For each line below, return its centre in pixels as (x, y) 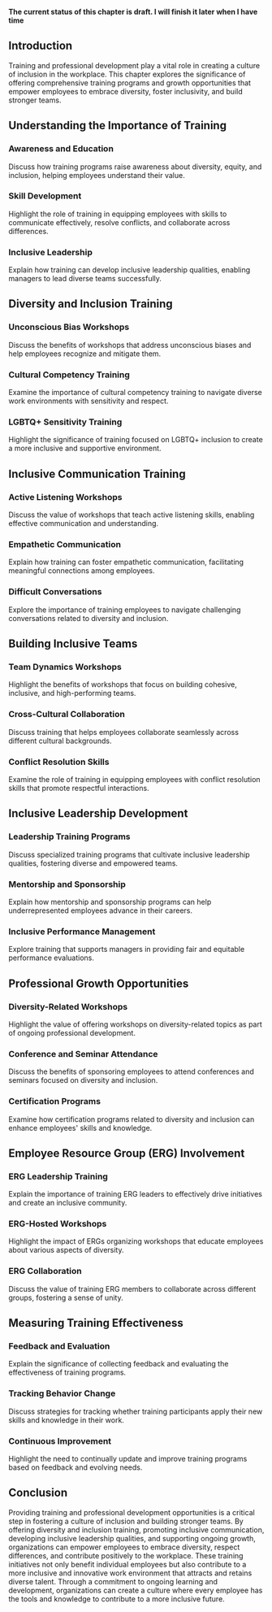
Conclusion (38, 1493)
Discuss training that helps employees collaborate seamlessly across (124, 732)
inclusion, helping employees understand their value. (97, 175)
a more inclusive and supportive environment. (85, 448)
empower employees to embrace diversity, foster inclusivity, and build (125, 91)
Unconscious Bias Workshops (69, 327)
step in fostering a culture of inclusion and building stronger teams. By (126, 1521)
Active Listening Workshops (65, 497)
